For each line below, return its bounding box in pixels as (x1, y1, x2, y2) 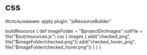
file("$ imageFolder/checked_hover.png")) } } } (5, 44, 101, 50)
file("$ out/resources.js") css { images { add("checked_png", (5, 33, 131, 39)
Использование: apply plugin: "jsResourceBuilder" (5, 18, 112, 24)
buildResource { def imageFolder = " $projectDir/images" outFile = (5, 28, 142, 34)
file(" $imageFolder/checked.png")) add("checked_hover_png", (5, 38, 136, 44)
